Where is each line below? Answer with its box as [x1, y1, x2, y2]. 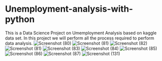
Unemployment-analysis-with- [5, 3, 133, 15]
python [5, 14, 35, 25]
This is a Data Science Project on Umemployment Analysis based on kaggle [5, 30, 157, 36]
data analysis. [5, 40, 33, 46]
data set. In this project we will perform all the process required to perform [5, 35, 155, 41]
